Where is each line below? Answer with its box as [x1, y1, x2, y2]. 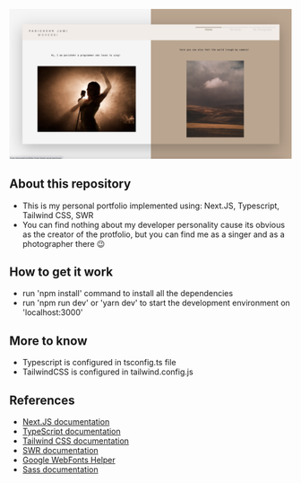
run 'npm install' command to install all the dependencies [21, 288, 234, 299]
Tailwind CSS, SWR [21, 209, 94, 220]
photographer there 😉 [21, 238, 106, 249]
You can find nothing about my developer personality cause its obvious [21, 219, 285, 230]
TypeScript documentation [21, 426, 121, 437]
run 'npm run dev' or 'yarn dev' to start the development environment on [21, 297, 291, 309]
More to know [9, 333, 88, 348]
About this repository [9, 176, 132, 192]
